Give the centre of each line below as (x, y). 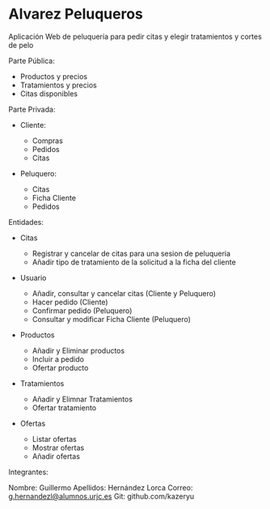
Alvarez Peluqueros (76, 14)
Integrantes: (28, 472)
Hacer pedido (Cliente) (70, 302)
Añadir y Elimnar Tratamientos (82, 399)
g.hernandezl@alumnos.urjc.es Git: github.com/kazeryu (101, 496)
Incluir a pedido (58, 359)
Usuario (33, 278)
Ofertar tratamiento (64, 407)
